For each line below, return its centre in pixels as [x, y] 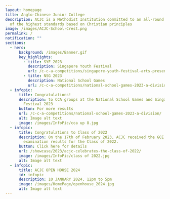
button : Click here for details [53, 147]
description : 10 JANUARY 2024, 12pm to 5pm [65, 180]
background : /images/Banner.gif [53, 52]
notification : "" [24, 38]
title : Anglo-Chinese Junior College [45, 15]
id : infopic [31, 175]
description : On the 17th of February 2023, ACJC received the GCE [91, 137]
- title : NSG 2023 [43, 76]
